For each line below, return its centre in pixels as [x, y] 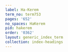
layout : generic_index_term [34, 38]
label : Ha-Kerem [22, 10]
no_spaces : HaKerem [25, 24]
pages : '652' [19, 19]
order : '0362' [20, 33]
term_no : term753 [23, 14]
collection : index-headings [34, 42]
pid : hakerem [19, 28]
